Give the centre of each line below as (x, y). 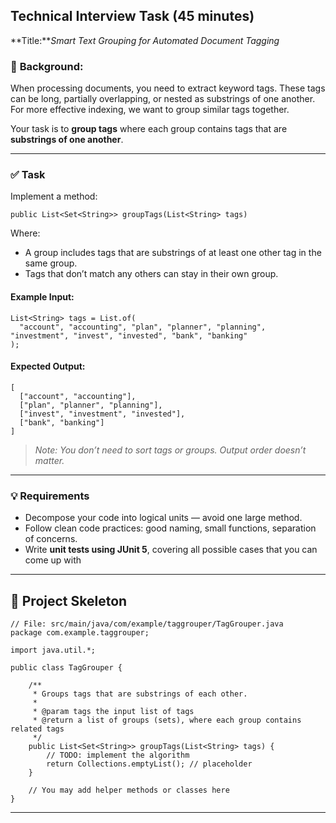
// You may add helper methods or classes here (129, 790)
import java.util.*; (53, 650)
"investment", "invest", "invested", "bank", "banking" (129, 335)
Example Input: (42, 297)
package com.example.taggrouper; (80, 632)
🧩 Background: (47, 66)
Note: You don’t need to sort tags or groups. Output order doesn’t (170, 450)
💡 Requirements (50, 496)
